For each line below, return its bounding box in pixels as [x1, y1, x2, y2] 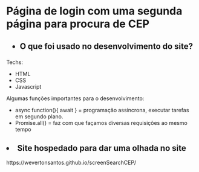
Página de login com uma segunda [6, 4, 183, 18]
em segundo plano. [15, 113, 64, 120]
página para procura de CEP [6, 17, 150, 31]
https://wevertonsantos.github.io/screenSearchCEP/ [6, 159, 137, 167]
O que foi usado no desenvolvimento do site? [19, 41, 194, 51]
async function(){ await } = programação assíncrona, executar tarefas [15, 106, 189, 113]
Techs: [6, 59, 23, 66]
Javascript [15, 83, 42, 90]
